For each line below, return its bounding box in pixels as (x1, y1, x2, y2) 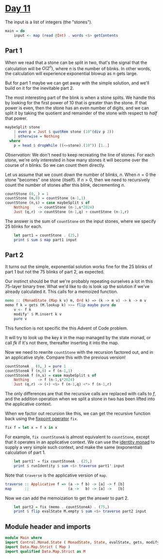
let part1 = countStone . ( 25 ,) (14, 232, 79, 238)
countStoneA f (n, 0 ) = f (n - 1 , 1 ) (5, 368, 73, 373)
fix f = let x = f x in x (5, 425, 57, 430)
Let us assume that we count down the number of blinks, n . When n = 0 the (5, 172, 156, 177)
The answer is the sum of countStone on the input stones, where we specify (5, 218, 156, 224)
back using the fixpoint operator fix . (5, 416, 79, 422)
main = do (5, 28, 25, 33)
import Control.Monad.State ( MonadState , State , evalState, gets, (5, 540, 145, 545)
